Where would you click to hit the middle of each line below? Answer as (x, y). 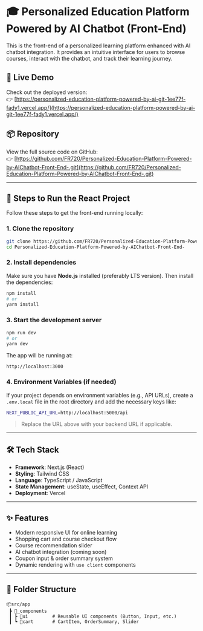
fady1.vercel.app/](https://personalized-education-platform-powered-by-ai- (101, 107)
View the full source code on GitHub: (52, 152)
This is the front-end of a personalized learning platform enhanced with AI (98, 46)
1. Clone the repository (40, 229)
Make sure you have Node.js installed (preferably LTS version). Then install (100, 275)
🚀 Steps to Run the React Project (68, 198)
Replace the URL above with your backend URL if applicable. (96, 424)
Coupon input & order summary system (64, 558)
